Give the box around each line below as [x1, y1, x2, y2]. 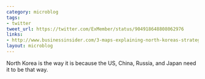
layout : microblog [6, 43, 53, 49]
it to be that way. [6, 66, 48, 73]
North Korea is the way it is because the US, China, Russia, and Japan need [6, 59, 196, 67]
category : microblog [6, 9, 59, 15]
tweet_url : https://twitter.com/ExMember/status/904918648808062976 [6, 26, 184, 32]
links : [6, 32, 23, 38]
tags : [6, 15, 20, 21]
